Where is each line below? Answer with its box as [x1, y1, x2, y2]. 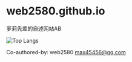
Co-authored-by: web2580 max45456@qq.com [6, 48, 126, 55]
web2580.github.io [6, 4, 105, 18]
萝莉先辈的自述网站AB [6, 25, 62, 32]
